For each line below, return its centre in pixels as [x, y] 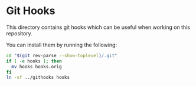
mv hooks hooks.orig [37, 67]
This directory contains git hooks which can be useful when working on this [98, 27]
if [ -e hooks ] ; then [34, 61]
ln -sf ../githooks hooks [38, 78]
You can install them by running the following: [61, 45]
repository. [19, 33]
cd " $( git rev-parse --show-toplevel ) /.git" [62, 55]
